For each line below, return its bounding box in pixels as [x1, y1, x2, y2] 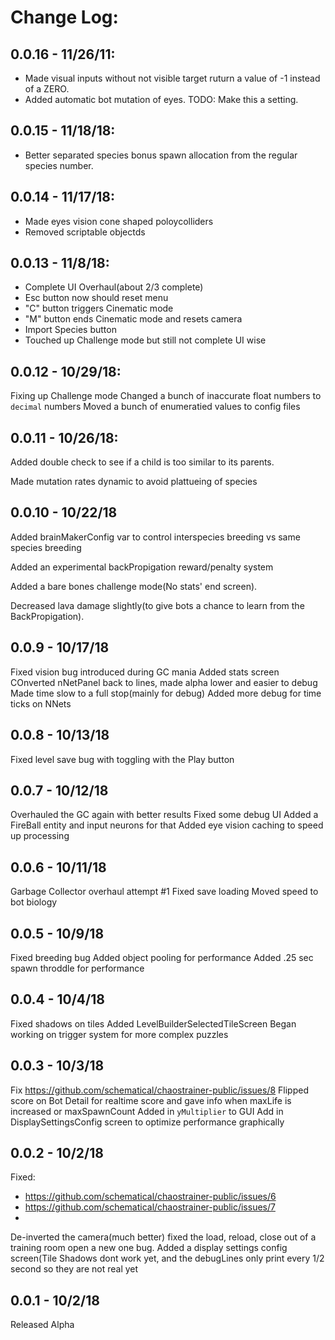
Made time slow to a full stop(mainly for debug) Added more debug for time [10, 687, 322, 699]
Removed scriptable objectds [24, 226, 146, 238]
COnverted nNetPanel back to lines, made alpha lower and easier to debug [10, 676, 318, 688]
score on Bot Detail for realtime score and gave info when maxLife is [10, 1094, 292, 1106]
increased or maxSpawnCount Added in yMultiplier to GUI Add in [10, 1105, 284, 1117]
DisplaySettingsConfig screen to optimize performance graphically [10, 1116, 285, 1128]
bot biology [10, 896, 58, 908]
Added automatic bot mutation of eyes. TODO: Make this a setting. [24, 94, 299, 105]
